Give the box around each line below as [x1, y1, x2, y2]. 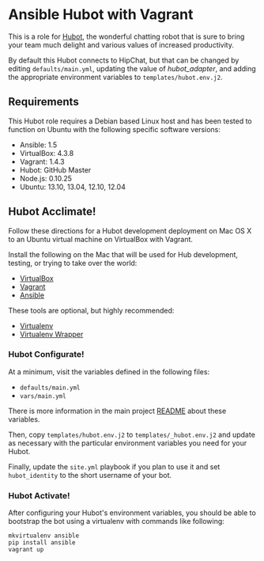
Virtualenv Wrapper [19, 329, 84, 339]
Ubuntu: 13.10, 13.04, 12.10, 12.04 [19, 182, 126, 191]
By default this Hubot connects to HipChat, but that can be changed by [8, 55, 239, 65]
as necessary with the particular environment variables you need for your [8, 438, 247, 448]
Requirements [8, 95, 79, 108]
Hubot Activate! [8, 490, 70, 501]
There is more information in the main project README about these [8, 406, 227, 415]
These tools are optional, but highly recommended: [8, 305, 175, 315]
